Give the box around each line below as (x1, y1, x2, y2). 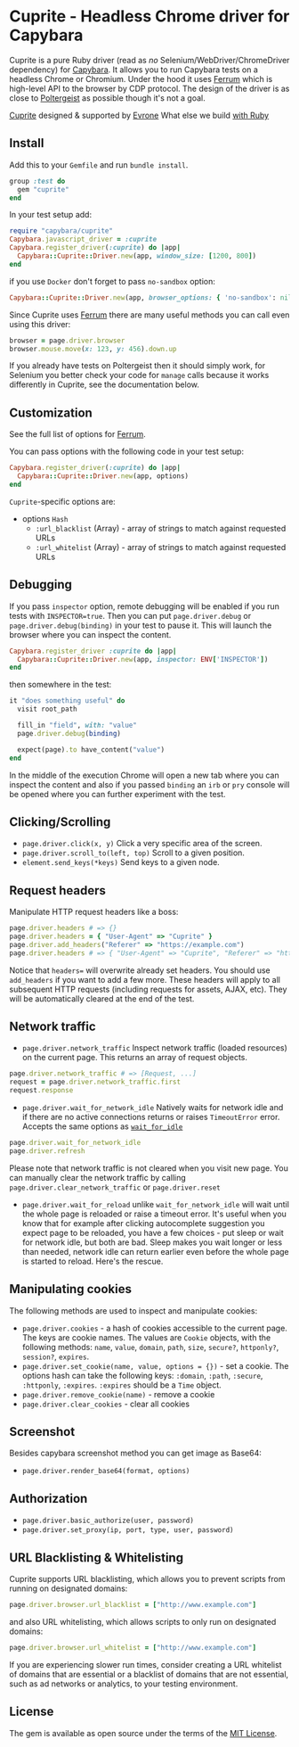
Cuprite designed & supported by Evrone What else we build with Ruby (9, 110, 270, 120)
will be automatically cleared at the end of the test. (9, 993, 195, 1004)
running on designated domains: (9, 1583, 128, 1594)
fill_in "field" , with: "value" (17, 721, 138, 729)
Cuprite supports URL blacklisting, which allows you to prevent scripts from (9, 1574, 286, 1585)
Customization (9, 405, 93, 420)
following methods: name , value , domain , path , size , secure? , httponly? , (21, 1341, 279, 1352)
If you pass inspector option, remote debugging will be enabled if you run (9, 600, 280, 612)
